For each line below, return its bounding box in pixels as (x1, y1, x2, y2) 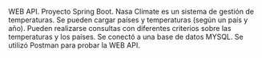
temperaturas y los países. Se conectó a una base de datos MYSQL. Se (8, 32, 244, 41)
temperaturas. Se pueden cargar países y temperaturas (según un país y (8, 15, 248, 25)
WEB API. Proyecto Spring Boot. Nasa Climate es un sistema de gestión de (8, 7, 255, 16)
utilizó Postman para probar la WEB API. (8, 41, 140, 50)
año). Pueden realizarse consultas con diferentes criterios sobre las (8, 24, 232, 33)
